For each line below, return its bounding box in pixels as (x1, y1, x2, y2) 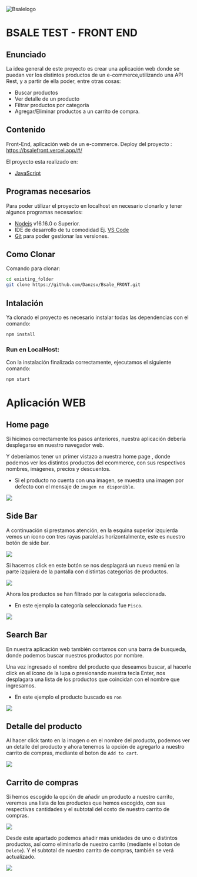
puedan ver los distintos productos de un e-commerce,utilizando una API (6, 71, 183, 78)
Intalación (6, 298, 44, 308)
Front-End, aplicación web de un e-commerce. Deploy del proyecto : (6, 140, 172, 147)
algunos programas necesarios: (6, 208, 83, 215)
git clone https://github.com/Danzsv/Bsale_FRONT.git (6, 282, 141, 288)
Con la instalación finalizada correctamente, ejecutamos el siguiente (6, 359, 172, 366)
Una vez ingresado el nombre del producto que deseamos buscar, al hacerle (6, 663, 192, 670)
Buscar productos (14, 89, 58, 96)
